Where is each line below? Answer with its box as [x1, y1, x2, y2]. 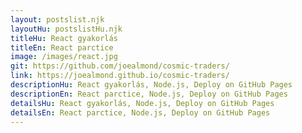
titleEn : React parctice [10, 42, 114, 53]
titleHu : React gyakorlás [10, 33, 118, 43]
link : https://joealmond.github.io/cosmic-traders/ [10, 71, 230, 81]
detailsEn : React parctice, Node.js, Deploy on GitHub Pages [10, 107, 271, 118]
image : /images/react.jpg [10, 52, 118, 62]
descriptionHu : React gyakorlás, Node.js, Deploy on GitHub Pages [10, 80, 293, 90]
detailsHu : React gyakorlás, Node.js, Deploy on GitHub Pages [10, 98, 275, 108]
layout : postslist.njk [10, 14, 105, 25]
